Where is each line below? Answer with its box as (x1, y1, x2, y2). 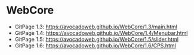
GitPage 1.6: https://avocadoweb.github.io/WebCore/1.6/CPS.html (14, 42, 176, 49)
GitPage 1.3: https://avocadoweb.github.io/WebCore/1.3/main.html (14, 23, 178, 30)
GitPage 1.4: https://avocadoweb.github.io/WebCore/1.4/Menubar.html (14, 29, 188, 36)
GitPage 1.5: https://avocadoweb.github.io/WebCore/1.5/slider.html (14, 35, 179, 43)
